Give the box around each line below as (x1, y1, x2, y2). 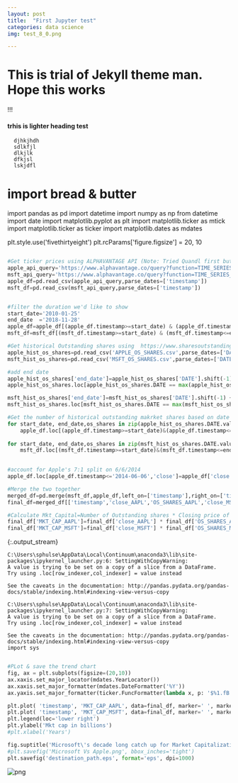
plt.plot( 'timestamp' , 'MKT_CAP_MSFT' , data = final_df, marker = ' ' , (7, 709, 214, 716)
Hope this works (7, 82, 106, 98)
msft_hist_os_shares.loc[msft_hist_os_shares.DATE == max (7, 401, 182, 409)
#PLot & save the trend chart (7, 663, 97, 670)
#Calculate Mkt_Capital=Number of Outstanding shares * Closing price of (7, 511, 230, 518)
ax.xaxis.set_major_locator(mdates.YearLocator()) (7, 676, 160, 683)
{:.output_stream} (7, 538, 59, 546)
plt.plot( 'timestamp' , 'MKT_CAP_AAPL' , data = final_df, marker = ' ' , (7, 702, 214, 709)
